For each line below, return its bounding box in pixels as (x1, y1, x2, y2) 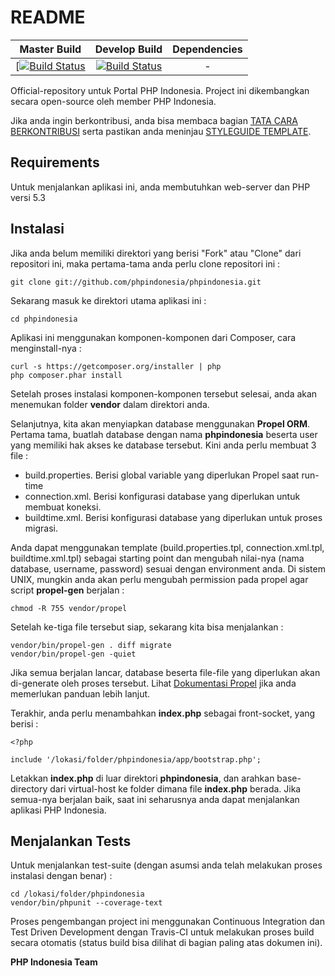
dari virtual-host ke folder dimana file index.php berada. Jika (49, 782, 302, 795)
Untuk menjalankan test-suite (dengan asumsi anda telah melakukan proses (10, 859, 323, 871)
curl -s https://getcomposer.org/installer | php (10, 361, 222, 371)
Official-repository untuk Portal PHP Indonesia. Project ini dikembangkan (10, 84, 310, 96)
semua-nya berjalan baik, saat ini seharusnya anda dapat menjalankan (10, 793, 300, 805)
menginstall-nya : (10, 342, 82, 354)
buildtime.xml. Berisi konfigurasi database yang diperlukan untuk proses (24, 511, 323, 523)
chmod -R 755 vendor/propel (10, 603, 128, 613)
